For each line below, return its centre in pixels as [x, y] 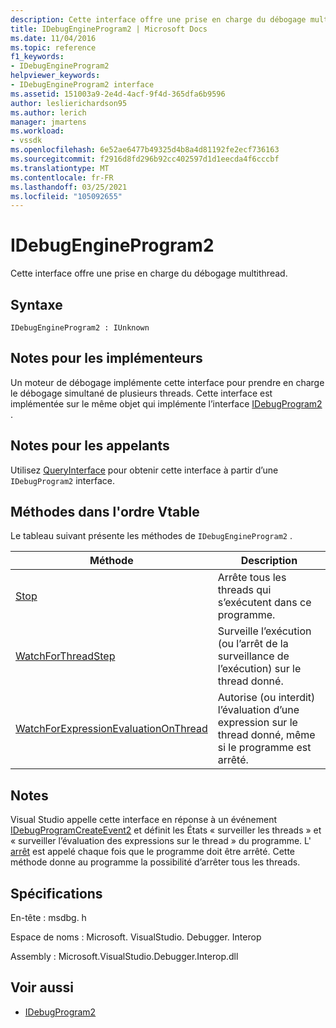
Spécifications [56, 893]
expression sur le [257, 723]
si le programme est [264, 748]
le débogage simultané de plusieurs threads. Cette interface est [141, 393]
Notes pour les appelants [90, 446]
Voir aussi [42, 987]
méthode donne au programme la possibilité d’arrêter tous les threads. [155, 862]
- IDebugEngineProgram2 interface [82, 85]
